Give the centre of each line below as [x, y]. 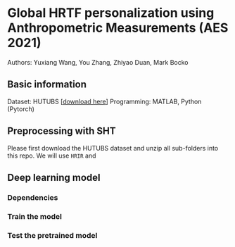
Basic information [47, 85]
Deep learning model [54, 177]
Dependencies [33, 197]
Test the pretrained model [52, 235]
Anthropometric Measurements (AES [118, 28]
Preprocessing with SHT [62, 131]
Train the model [34, 216]
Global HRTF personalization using [111, 13]
